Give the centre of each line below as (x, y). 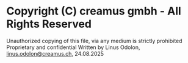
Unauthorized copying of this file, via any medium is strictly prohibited (94, 41)
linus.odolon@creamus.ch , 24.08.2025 (55, 53)
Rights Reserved (49, 24)
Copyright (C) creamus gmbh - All (94, 11)
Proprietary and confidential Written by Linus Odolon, (73, 47)
